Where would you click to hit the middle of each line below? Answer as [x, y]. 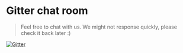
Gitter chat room [47, 11]
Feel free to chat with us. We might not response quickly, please [99, 27]
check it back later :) [46, 33]
